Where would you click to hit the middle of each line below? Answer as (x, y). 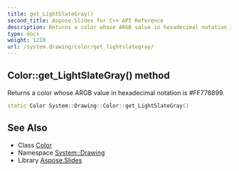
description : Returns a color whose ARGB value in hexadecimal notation (117, 27)
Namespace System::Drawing (61, 153)
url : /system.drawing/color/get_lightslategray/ (81, 47)
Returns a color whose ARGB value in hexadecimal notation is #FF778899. (116, 92)
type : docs (23, 34)
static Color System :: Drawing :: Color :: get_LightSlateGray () (99, 106)
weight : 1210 (27, 40)
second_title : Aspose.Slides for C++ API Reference (85, 21)
